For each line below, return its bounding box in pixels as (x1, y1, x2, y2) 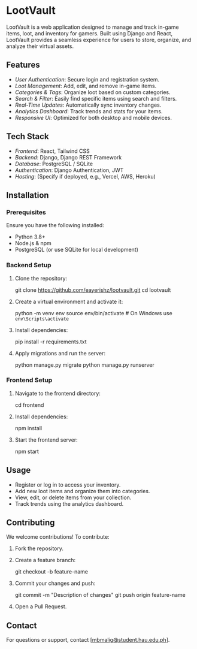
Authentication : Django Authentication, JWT (14, 166, 124, 174)
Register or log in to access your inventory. (14, 481, 121, 488)
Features (6, 60, 40, 70)
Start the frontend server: (14, 436, 78, 443)
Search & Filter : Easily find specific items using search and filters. (14, 95, 177, 102)
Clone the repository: (14, 274, 68, 282)
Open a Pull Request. (14, 603, 67, 610)
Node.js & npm (14, 240, 52, 247)
